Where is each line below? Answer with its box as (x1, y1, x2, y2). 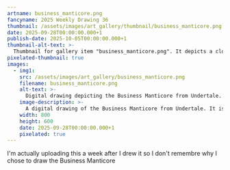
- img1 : (13, 67, 36, 74)
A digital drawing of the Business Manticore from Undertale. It (25, 105, 216, 112)
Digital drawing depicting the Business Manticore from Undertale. (25, 93, 222, 100)
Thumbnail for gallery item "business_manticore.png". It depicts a (13, 48, 213, 55)
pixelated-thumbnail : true (7, 55, 84, 61)
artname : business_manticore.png (7, 10, 103, 17)
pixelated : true (19, 130, 66, 137)
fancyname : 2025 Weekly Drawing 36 (7, 16, 109, 23)
